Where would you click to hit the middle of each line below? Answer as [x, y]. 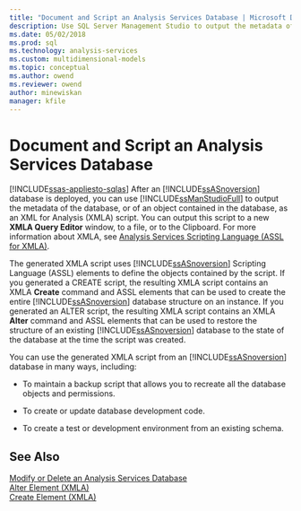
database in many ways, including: [73, 367]
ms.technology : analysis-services [74, 51]
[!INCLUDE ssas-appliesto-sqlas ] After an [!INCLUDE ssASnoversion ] [135, 189]
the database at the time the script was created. [98, 340]
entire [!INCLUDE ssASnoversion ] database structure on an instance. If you [146, 302]
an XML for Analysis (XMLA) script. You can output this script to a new [139, 218]
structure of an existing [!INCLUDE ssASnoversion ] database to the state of [147, 330]
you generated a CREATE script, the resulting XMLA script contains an [139, 282]
